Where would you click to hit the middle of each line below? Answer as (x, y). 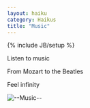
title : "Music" (29, 26)
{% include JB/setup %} (41, 46)
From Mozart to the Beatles (45, 71)
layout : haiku (27, 13)
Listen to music (28, 58)
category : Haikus (32, 20)
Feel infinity (23, 85)
